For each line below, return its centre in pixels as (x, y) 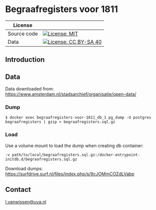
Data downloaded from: (30, 89)
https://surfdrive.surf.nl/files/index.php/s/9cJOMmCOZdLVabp (70, 174)
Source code (23, 34)
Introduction (25, 60)
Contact (18, 190)
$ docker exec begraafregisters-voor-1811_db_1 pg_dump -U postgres (78, 118)
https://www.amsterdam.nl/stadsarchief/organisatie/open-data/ (71, 94)
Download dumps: (24, 168)
